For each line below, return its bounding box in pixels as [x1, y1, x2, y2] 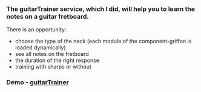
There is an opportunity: [6, 26, 67, 33]
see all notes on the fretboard [15, 51, 89, 58]
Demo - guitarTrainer [6, 78, 70, 87]
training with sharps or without [15, 63, 92, 70]
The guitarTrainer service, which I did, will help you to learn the [6, 5, 196, 13]
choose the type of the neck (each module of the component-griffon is [15, 38, 192, 45]
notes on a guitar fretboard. [6, 12, 89, 20]
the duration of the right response [15, 57, 100, 64]
